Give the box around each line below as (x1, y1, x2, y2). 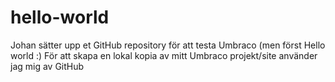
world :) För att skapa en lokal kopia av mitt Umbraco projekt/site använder (10, 49, 318, 61)
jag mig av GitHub (10, 60, 85, 72)
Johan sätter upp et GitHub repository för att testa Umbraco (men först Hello (10, 39, 326, 51)
